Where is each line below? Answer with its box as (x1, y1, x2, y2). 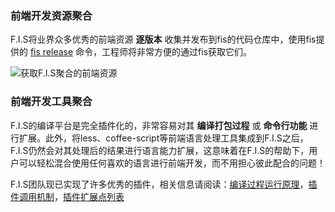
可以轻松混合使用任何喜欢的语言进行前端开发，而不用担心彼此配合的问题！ (18, 157, 326, 169)
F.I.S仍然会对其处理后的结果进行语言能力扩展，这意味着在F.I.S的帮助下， (10, 144, 310, 156)
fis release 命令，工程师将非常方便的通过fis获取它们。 (29, 46, 253, 58)
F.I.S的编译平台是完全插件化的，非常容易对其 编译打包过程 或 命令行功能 (10, 119, 308, 131)
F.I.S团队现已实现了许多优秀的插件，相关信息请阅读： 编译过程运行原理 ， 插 (10, 178, 318, 190)
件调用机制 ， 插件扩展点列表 (10, 190, 125, 202)
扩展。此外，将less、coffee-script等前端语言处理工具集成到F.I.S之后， (18, 132, 309, 144)
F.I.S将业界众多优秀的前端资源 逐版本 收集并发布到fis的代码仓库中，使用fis (10, 33, 317, 46)
